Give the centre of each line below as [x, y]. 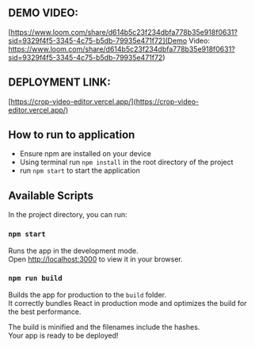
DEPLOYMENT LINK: [59, 82]
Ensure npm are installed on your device [86, 154]
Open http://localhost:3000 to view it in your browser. [96, 259]
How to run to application [72, 135]
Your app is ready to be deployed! [63, 335]
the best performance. [45, 312]
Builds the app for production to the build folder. [88, 294]
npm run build [35, 278]
